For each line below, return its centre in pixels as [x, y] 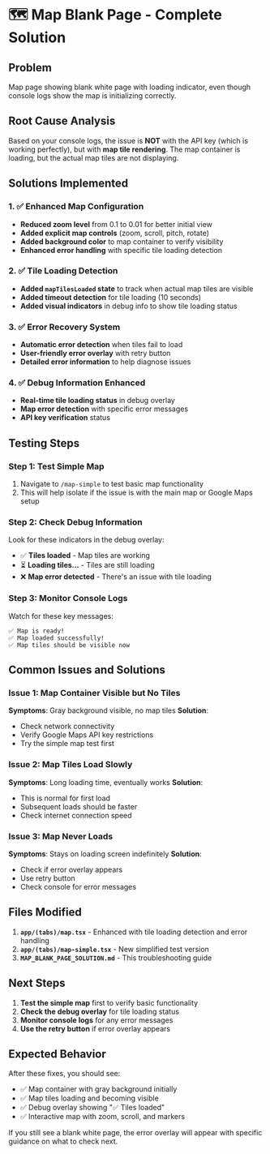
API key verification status [65, 418]
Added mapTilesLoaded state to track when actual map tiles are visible [137, 289]
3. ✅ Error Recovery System [64, 327]
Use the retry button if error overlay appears [95, 1028]
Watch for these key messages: [61, 616]
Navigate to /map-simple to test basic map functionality [112, 484]
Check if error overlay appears [71, 869]
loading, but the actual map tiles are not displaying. [94, 157]
